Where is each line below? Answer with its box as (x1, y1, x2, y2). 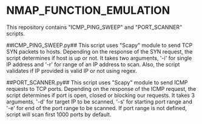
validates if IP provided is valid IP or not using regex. (6, 67, 138, 74)
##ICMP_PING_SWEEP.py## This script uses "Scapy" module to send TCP (6, 42, 193, 49)
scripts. (6, 29, 25, 37)
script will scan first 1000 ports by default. (6, 111, 112, 118)
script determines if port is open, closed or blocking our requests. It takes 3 (6, 91, 195, 99)
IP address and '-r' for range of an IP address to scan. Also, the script (6, 61, 180, 68)
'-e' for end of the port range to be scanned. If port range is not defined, (6, 104, 187, 111)
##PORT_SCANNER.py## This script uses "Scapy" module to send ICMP (6, 79, 188, 86)
